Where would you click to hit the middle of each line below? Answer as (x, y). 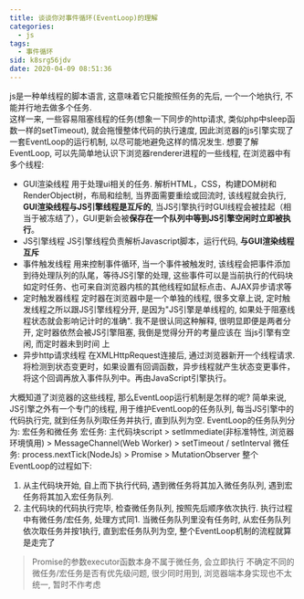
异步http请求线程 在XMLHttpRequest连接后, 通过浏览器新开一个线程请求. (159, 355)
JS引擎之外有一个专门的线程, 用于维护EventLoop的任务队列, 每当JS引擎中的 (152, 408)
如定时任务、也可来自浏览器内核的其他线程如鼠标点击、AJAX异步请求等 (157, 286)
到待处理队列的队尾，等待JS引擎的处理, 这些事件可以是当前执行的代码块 (158, 275)
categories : (32, 26)
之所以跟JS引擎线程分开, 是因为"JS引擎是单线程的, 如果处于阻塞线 (171, 309)
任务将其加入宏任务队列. (68, 496)
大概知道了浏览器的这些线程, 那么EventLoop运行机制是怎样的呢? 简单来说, (148, 397)
